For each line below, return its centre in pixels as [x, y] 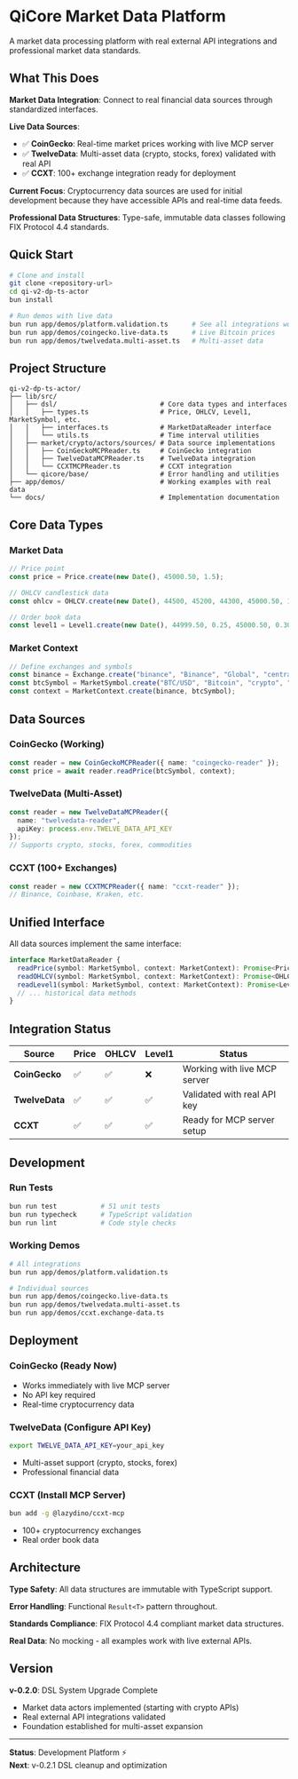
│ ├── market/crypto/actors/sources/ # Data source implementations [142, 443]
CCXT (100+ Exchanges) [63, 868]
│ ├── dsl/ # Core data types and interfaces [149, 405]
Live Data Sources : [44, 126]
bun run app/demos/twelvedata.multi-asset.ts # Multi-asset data [137, 341]
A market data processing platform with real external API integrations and [143, 41]
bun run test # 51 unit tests [85, 1206]
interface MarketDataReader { [65, 960]
